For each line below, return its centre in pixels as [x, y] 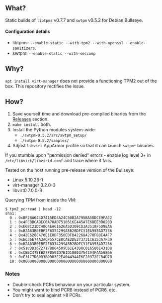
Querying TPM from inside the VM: [41, 200]
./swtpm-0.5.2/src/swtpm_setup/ [53, 135]
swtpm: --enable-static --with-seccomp [54, 53]
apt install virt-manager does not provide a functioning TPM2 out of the [81, 81]
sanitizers [24, 49]
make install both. [32, 124]
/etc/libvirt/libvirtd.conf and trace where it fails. [59, 160]
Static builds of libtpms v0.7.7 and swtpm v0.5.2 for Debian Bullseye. [74, 20]
